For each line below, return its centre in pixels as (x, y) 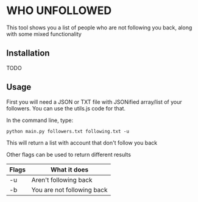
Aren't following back (62, 179)
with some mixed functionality (44, 34)
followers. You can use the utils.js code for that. (66, 108)
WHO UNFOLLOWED (59, 11)
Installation (28, 53)
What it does (70, 170)
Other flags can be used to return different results (69, 154)
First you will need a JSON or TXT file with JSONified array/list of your (94, 102)
